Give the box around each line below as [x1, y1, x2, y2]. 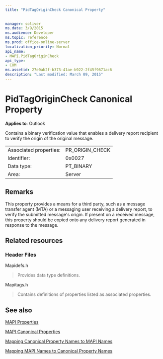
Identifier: [7, 155, 30, 162]
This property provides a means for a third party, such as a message [5, 201, 146, 207]
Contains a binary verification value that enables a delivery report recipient [5, 130, 158, 136]
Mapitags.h [5, 282, 28, 288]
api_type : [5, 58, 26, 63]
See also [5, 306, 32, 314]
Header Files [5, 251, 36, 258]
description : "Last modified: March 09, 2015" [5, 72, 103, 77]
